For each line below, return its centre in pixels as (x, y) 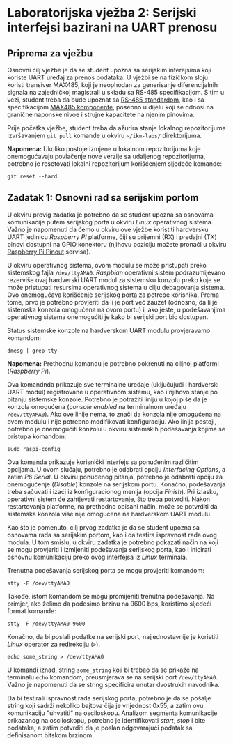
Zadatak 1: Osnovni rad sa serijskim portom (103, 198)
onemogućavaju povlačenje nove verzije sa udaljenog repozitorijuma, (106, 156)
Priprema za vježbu (50, 53)
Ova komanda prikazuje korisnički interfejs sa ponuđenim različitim (103, 462)
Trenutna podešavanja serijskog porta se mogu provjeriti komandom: (106, 570)
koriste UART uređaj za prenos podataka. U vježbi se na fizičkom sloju (108, 77)
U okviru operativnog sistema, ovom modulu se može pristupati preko (107, 265)
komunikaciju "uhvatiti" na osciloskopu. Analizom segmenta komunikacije (112, 713)
